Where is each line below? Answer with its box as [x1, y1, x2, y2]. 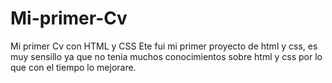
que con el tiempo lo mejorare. [10, 61, 137, 73]
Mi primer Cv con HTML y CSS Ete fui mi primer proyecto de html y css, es [10, 40, 318, 52]
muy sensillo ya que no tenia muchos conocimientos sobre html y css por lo [10, 50, 323, 62]
